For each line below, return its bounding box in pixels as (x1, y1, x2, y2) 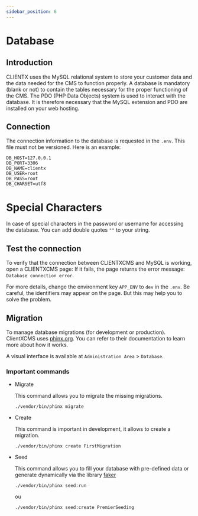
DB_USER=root (6, 171, 38, 177)
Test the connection (6, 244, 82, 254)
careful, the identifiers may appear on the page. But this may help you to (6, 290, 183, 297)
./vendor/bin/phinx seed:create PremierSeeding (14, 505, 134, 511)
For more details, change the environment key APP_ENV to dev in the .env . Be (6, 283, 190, 290)
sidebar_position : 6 (6, 8, 57, 15)
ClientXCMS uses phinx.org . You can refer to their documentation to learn (6, 335, 186, 342)
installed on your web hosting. (6, 105, 80, 112)
